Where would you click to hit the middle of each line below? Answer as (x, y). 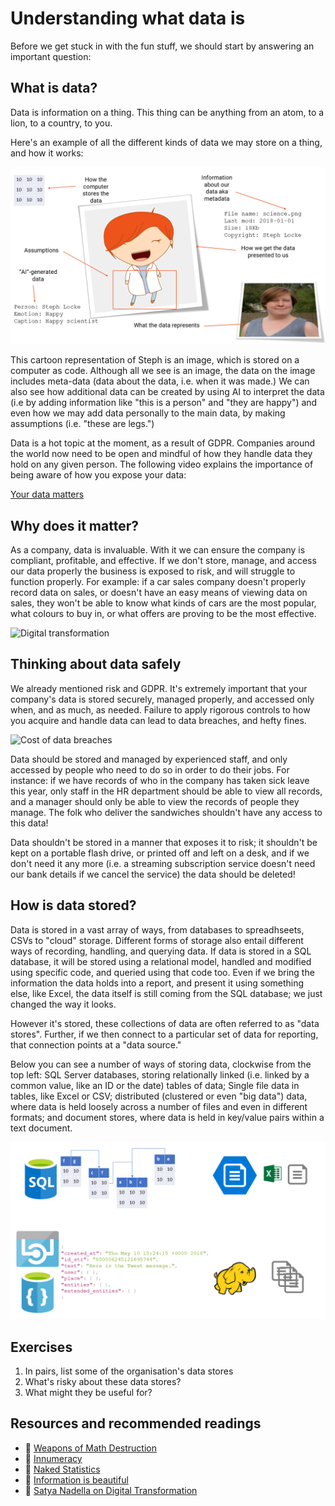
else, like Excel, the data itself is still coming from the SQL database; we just (166, 993)
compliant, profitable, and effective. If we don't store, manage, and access (163, 561)
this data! (29, 823)
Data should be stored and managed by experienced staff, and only (149, 759)
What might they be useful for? (88, 1392)
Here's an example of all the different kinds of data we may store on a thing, (166, 142)
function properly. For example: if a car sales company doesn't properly (158, 582)
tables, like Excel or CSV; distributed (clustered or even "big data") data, (159, 1096)
